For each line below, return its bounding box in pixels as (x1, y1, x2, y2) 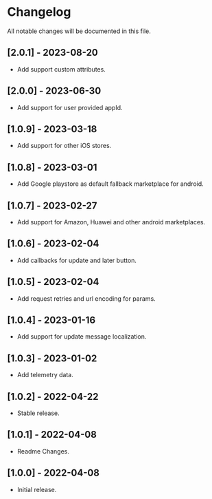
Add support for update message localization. (16, 332, 147, 341)
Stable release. (16, 409, 60, 417)
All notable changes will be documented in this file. (7, 27, 151, 35)
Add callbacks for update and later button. (16, 256, 137, 264)
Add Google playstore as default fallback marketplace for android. (16, 180, 204, 188)
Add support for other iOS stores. (16, 142, 112, 150)
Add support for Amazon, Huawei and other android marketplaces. (16, 218, 206, 226)
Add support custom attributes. (16, 65, 106, 73)
